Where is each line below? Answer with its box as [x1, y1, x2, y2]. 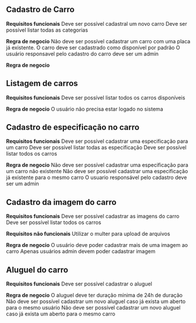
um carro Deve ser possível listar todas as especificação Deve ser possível [6, 144, 187, 151]
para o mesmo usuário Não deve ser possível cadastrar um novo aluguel [6, 304, 181, 311]
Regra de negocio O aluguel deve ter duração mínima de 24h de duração [6, 292, 183, 299]
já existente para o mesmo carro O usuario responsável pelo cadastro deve [6, 174, 187, 181]
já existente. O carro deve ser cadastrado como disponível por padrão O [6, 44, 180, 51]
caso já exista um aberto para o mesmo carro [6, 310, 116, 318]
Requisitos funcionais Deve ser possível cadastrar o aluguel [6, 280, 152, 287]
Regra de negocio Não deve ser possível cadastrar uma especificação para [6, 161, 188, 169]
